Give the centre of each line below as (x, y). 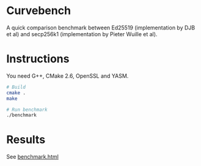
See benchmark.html (33, 157)
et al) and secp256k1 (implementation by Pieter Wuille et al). (82, 34)
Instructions (38, 59)
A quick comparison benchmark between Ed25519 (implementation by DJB (101, 28)
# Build (16, 87)
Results (26, 140)
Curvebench (39, 11)
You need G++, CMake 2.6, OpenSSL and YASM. (68, 76)
